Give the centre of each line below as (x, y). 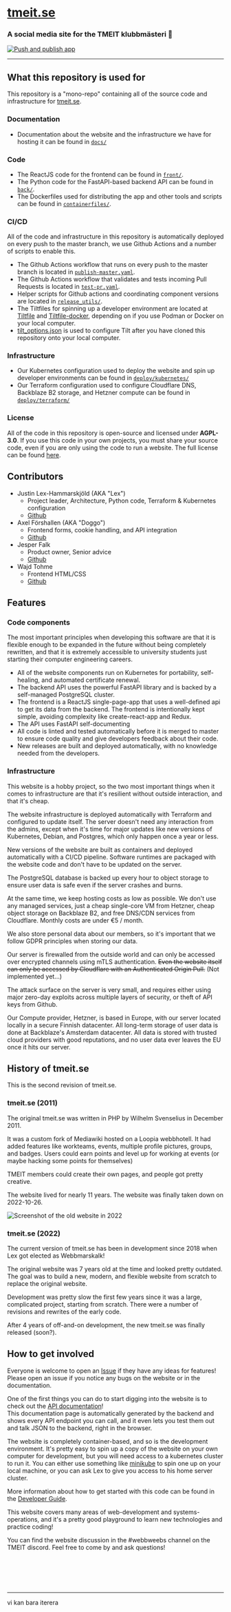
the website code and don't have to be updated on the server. (95, 864)
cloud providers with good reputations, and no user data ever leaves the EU (114, 1040)
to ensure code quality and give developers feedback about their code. (118, 738)
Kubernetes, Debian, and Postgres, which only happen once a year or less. (113, 836)
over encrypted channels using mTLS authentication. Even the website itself (114, 961)
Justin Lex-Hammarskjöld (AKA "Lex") (71, 493)
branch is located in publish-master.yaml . (76, 272)
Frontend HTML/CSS (57, 574)
